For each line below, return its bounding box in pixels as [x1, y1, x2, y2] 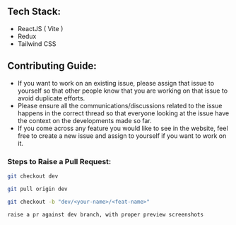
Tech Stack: [7, 6, 61, 18]
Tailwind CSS [17, 39, 57, 48]
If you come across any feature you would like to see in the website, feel [17, 124, 228, 132]
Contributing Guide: [7, 60, 97, 72]
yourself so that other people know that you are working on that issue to [17, 86, 228, 95]
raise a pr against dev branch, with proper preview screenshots [7, 211, 203, 218]
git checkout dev [7, 173, 59, 180]
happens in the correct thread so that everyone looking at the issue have [17, 109, 230, 117]
